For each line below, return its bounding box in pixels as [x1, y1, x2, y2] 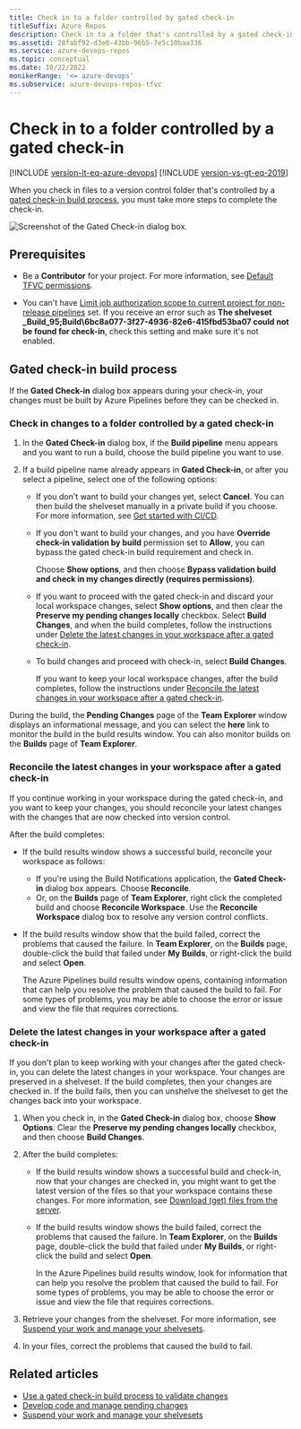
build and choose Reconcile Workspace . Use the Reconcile [35, 902, 258, 913]
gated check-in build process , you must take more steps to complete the [9, 194, 278, 204]
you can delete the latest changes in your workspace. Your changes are [20, 1067, 285, 1078]
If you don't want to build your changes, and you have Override [35, 528, 271, 539]
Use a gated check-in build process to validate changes [21, 1390, 228, 1401]
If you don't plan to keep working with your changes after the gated [9, 1057, 258, 1068]
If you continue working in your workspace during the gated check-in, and [9, 792, 284, 803]
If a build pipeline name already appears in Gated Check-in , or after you [21, 464, 288, 475]
